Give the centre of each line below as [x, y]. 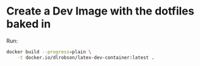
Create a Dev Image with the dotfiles [100, 11]
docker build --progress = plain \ [49, 52]
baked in [28, 24]
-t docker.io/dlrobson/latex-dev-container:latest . [86, 58]
